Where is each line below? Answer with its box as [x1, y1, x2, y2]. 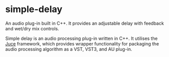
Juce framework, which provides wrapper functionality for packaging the [5, 40, 159, 46]
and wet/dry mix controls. [5, 25, 60, 31]
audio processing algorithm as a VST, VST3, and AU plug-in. [5, 46, 133, 52]
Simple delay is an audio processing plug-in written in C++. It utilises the [5, 35, 158, 41]
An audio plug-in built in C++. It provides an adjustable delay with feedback [5, 20, 164, 26]
